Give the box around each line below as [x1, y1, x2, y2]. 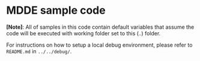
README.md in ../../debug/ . [6, 47, 72, 54]
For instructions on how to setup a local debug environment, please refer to [6, 41, 193, 48]
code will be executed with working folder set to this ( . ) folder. [6, 29, 161, 36]
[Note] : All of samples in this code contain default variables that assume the [6, 23, 195, 30]
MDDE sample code [6, 4, 106, 17]
